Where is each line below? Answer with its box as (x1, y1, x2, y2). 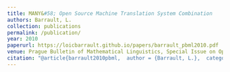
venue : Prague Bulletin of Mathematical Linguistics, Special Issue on (7, 49, 216, 56)
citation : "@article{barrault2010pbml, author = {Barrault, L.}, (7, 55, 201, 62)
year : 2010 (7, 36, 38, 43)
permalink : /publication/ (7, 29, 81, 36)
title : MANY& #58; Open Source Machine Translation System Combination (7, 10, 213, 17)
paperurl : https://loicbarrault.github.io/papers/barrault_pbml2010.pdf (7, 42, 219, 49)
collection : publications (7, 23, 81, 29)
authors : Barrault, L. (7, 16, 72, 23)
